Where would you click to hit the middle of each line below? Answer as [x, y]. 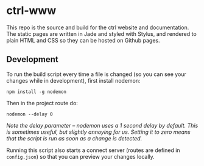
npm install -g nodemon [37, 92]
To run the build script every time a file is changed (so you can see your [97, 74]
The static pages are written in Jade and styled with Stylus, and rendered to [101, 33]
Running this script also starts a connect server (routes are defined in [93, 150]
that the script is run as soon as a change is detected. [74, 138]
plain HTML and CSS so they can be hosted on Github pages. [83, 40]
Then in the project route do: [42, 103]
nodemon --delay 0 [30, 114]
